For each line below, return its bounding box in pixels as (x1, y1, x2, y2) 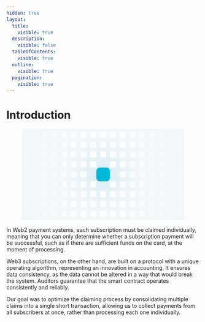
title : (12, 23, 29, 29)
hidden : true (6, 10, 40, 16)
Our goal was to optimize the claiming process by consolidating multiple (6, 296, 188, 303)
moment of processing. (6, 246, 66, 253)
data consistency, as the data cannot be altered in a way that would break (6, 270, 193, 278)
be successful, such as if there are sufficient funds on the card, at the (6, 239, 183, 247)
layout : (6, 16, 26, 23)
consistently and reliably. (6, 284, 69, 291)
